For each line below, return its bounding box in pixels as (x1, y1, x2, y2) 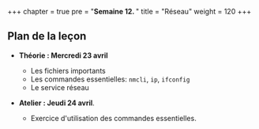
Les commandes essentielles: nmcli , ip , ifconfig (30, 74, 190, 84)
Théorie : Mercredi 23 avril (18, 51, 108, 60)
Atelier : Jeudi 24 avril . (18, 98, 96, 108)
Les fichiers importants (30, 66, 106, 75)
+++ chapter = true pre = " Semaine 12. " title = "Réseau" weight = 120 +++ (7, 7, 252, 16)
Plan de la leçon (7, 29, 87, 43)
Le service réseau (30, 82, 90, 92)
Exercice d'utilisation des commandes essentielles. (30, 113, 197, 123)
